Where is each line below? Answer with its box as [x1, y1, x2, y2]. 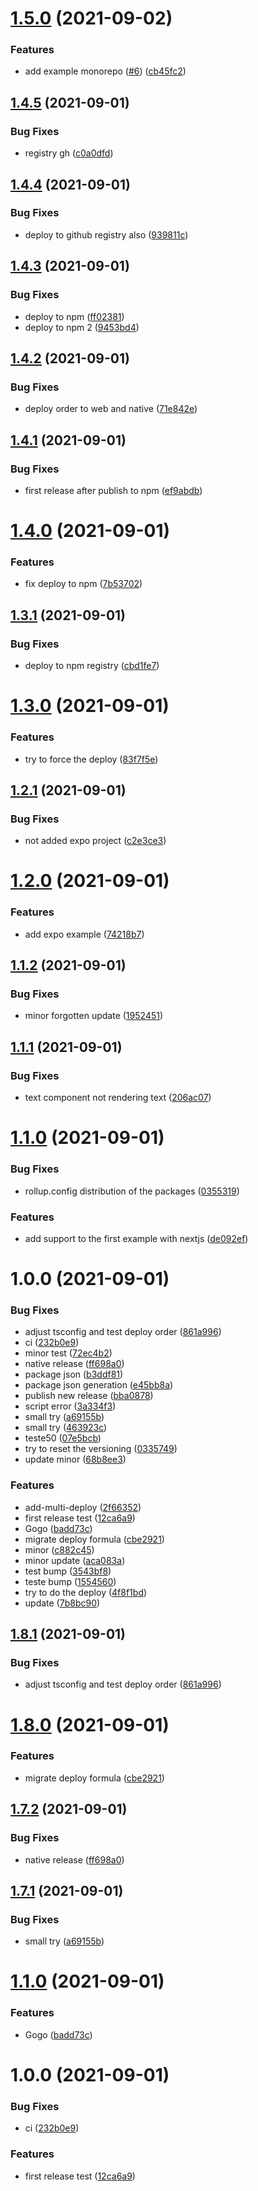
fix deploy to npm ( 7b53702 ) [24, 578, 143, 590]
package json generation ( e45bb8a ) [24, 1379, 174, 1391]
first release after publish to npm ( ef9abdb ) [24, 484, 203, 496]
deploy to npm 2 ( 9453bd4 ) [24, 321, 140, 333]
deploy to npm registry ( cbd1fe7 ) [24, 660, 160, 672]
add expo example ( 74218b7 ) [24, 928, 145, 940]
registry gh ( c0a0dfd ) [24, 147, 114, 159]
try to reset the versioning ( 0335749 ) [24, 1443, 178, 1455]
